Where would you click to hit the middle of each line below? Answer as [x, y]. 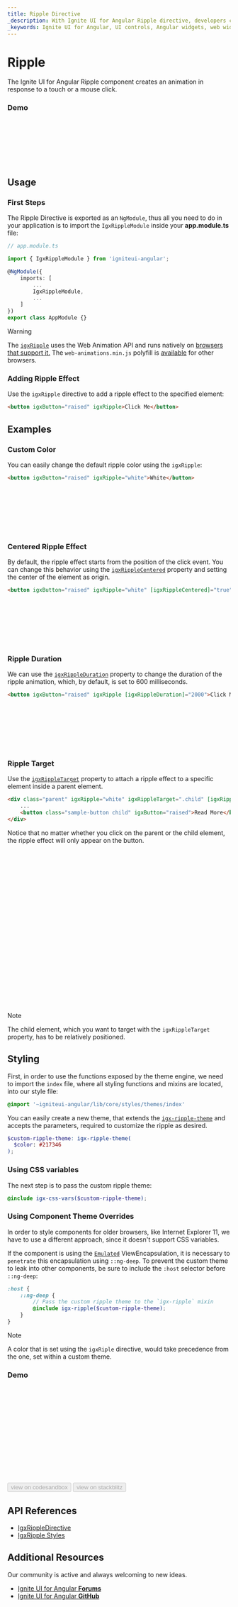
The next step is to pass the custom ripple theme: [80, 1185]
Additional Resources [56, 1558]
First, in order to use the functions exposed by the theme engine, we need [115, 1076]
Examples [29, 429]
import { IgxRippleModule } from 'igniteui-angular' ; [89, 259]
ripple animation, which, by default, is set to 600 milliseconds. [98, 682]
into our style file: [33, 1091]
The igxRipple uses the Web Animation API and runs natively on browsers [115, 346]
